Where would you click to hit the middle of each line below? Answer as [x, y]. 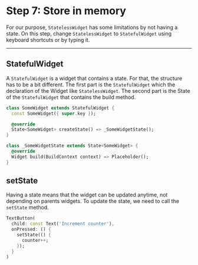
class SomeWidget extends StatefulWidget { [60, 108]
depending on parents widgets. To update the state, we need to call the [93, 201]
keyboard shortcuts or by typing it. [48, 40]
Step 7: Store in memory [66, 11]
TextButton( [21, 218]
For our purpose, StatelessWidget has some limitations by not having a [92, 27]
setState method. [27, 208]
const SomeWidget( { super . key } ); [54, 114]
